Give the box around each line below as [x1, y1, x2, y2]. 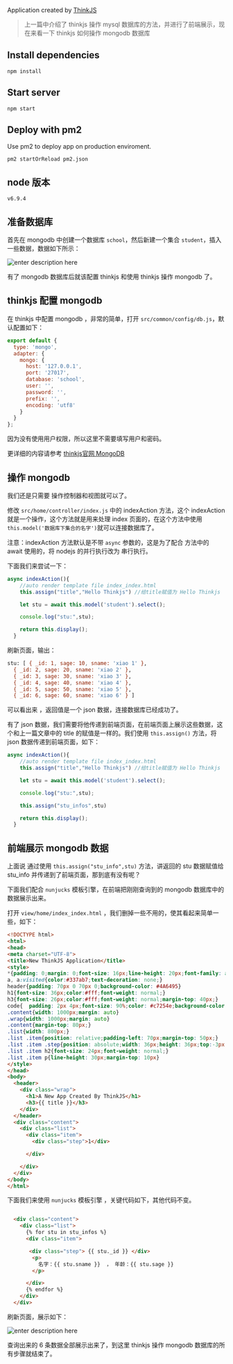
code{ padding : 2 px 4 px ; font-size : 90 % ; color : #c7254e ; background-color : [7, 1002, 228, 1010]
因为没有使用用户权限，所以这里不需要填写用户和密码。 [7, 434, 165, 443]
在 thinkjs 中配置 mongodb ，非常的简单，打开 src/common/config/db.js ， [7, 314, 218, 322]
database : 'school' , [25, 376, 85, 383]
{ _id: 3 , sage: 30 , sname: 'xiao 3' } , [13, 673, 132, 680]
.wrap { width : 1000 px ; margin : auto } [7, 1015, 110, 1022]
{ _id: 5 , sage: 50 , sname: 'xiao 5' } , [13, 686, 132, 693]
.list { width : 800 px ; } [7, 1028, 70, 1035]
